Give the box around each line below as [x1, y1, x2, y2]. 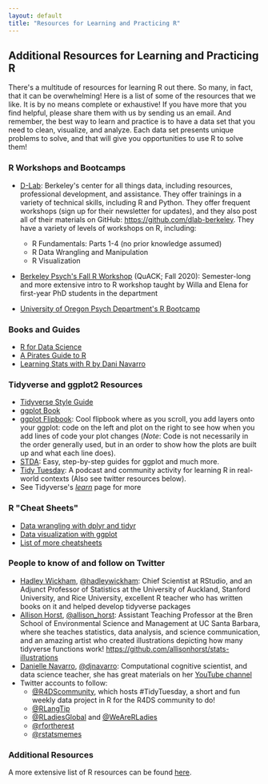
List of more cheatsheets [19, 538, 102, 548]
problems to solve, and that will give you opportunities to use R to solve [8, 134, 244, 143]
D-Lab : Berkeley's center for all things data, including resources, [19, 180, 234, 190]
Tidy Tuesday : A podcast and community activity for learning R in [19, 466, 236, 475]
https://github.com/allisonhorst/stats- [106, 644, 230, 653]
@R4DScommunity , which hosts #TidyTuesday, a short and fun [31, 686, 241, 696]
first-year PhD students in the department [19, 288, 158, 297]
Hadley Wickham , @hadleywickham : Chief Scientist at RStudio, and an [19, 576, 253, 585]
